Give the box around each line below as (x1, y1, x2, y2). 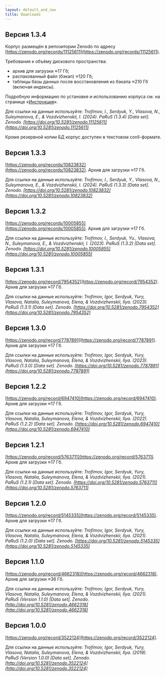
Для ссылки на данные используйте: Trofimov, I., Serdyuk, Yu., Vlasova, (5, 235, 156, 241)
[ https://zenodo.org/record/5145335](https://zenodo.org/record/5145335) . (5, 512, 158, 518)
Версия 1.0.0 (5, 621, 46, 630)
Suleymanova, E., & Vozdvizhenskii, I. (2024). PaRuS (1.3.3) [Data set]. (5, 182, 150, 188)
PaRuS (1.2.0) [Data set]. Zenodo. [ (5, 538, 77, 544)
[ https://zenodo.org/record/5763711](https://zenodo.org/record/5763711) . (5, 454, 155, 460)
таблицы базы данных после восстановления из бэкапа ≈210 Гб (12, 79, 149, 85)
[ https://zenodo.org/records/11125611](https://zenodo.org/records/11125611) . (5, 49, 160, 55)
